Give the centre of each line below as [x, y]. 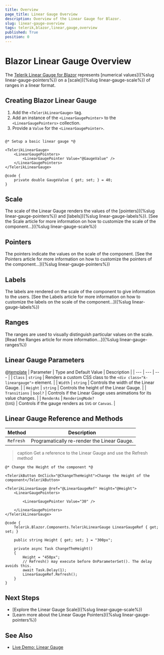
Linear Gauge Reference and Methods [64, 419]
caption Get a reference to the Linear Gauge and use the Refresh [82, 453]
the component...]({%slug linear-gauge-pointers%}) [58, 264]
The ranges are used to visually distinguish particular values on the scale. [79, 334]
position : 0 [17, 37]
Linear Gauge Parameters [45, 360]
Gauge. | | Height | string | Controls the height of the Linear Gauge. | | [76, 387]
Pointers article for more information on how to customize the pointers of [79, 259]
